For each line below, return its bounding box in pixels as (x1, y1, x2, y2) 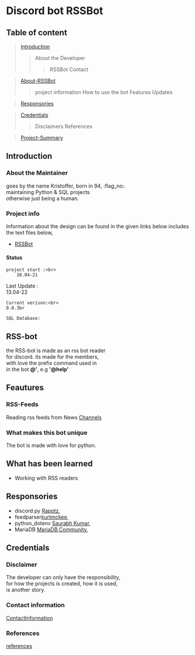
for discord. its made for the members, (6, 353, 100, 360)
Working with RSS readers (14, 474, 78, 482)
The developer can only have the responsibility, (6, 574, 121, 581)
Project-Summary (20, 134, 63, 141)
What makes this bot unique (6, 428, 88, 436)
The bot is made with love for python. (6, 442, 97, 449)
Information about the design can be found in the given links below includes (6, 222, 189, 230)
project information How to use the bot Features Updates (35, 89, 173, 95)
